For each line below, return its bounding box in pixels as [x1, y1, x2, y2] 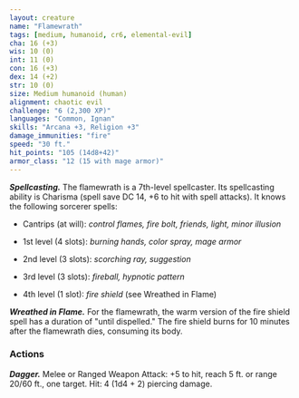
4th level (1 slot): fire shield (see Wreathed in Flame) [22, 288, 217, 299]
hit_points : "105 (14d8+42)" [9, 148, 120, 157]
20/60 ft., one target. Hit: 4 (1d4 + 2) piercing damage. [9, 378, 213, 389]
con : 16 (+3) [9, 64, 59, 73]
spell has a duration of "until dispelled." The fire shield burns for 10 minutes [9, 315, 290, 326]
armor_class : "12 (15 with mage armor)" [9, 156, 165, 166]
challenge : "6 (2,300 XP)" [9, 106, 111, 115]
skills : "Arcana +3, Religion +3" [9, 123, 140, 132]
